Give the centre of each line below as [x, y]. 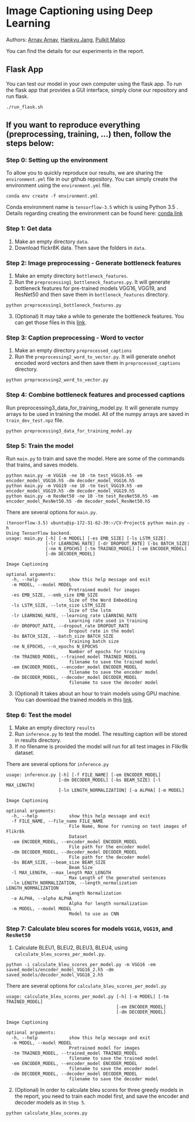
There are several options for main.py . [52, 512]
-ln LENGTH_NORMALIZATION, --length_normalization [74, 883]
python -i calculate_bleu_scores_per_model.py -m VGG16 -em [81, 964]
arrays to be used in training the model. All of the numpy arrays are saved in [97, 414]
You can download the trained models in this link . [74, 700]
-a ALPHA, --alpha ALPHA [42, 898]
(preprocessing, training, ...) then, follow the [89, 134]
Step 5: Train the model [40, 445]
